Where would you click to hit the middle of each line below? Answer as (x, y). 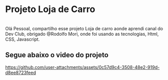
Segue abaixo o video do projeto (57, 55)
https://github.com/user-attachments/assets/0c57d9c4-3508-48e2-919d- (82, 67)
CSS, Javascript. (22, 39)
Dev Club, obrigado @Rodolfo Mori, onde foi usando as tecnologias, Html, (82, 34)
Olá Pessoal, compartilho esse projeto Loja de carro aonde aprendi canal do (84, 28)
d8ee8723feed (21, 72)
